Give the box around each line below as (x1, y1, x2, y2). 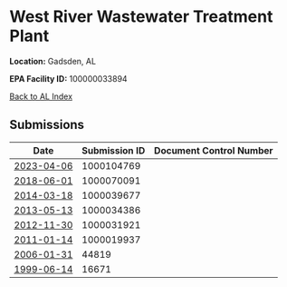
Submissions (9, 117, 84, 133)
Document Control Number (153, 143, 273, 156)
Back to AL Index (9, 91, 73, 102)
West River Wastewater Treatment (9, 6, 273, 27)
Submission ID (81, 143, 146, 156)
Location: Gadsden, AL (9, 55, 97, 66)
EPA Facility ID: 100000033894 (9, 73, 129, 84)
